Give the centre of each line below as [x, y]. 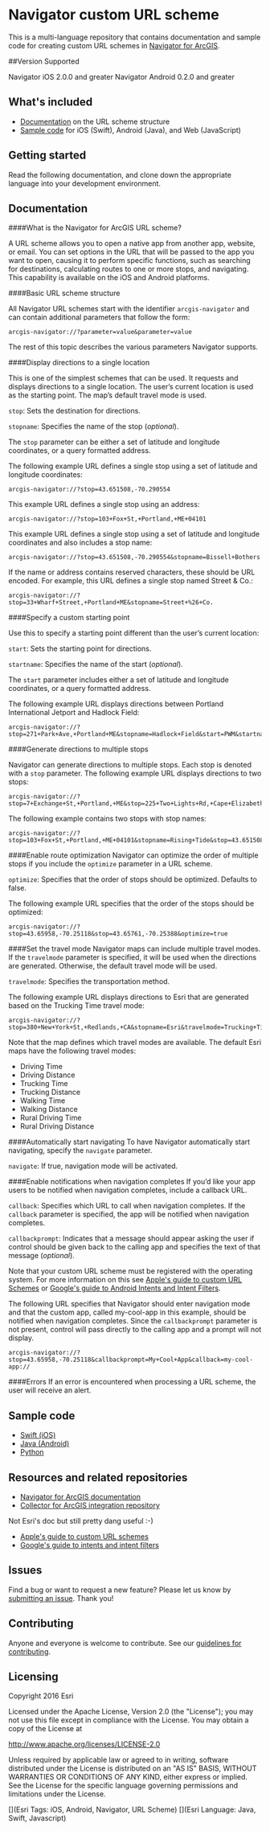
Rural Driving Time [51, 1118]
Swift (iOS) [38, 1435]
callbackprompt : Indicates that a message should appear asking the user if [131, 1238]
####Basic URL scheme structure [64, 293]
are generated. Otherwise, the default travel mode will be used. [113, 966]
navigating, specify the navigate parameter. [80, 1150]
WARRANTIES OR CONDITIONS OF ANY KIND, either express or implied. [128, 1777]
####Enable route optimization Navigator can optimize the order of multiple [133, 855]
